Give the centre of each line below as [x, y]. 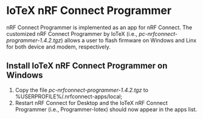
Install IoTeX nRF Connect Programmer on [87, 66]
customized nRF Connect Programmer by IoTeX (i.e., [72, 33]
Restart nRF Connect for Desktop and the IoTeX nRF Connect [91, 103]
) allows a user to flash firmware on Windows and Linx [129, 40]
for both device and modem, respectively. [59, 47]
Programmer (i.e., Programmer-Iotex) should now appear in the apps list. [106, 109]
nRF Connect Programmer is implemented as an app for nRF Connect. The [99, 27]
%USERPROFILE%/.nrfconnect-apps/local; [69, 96]
